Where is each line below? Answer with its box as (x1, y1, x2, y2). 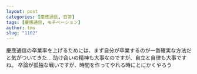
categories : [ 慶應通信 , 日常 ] (6, 14, 75, 20)
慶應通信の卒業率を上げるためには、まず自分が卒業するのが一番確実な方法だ (6, 47, 192, 54)
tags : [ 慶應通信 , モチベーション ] (6, 19, 81, 25)
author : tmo (6, 24, 35, 31)
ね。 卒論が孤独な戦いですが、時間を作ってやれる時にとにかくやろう (6, 62, 172, 69)
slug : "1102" (6, 30, 38, 36)
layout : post (6, 8, 38, 15)
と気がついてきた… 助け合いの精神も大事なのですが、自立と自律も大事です (6, 54, 187, 61)
